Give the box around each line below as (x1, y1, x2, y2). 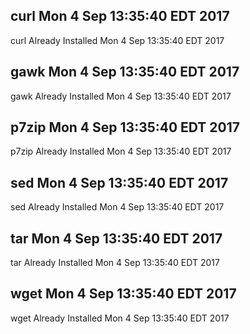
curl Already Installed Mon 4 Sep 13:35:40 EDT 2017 (10, 34, 225, 46)
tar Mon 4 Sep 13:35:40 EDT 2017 (10, 230, 223, 247)
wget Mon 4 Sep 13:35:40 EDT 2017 (10, 285, 237, 303)
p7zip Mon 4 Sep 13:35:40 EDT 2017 (10, 119, 241, 136)
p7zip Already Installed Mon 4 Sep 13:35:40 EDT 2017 (10, 145, 232, 158)
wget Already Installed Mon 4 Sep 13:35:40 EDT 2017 (10, 312, 230, 324)
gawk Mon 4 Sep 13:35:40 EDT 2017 (10, 64, 240, 81)
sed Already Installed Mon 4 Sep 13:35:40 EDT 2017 (10, 201, 225, 213)
